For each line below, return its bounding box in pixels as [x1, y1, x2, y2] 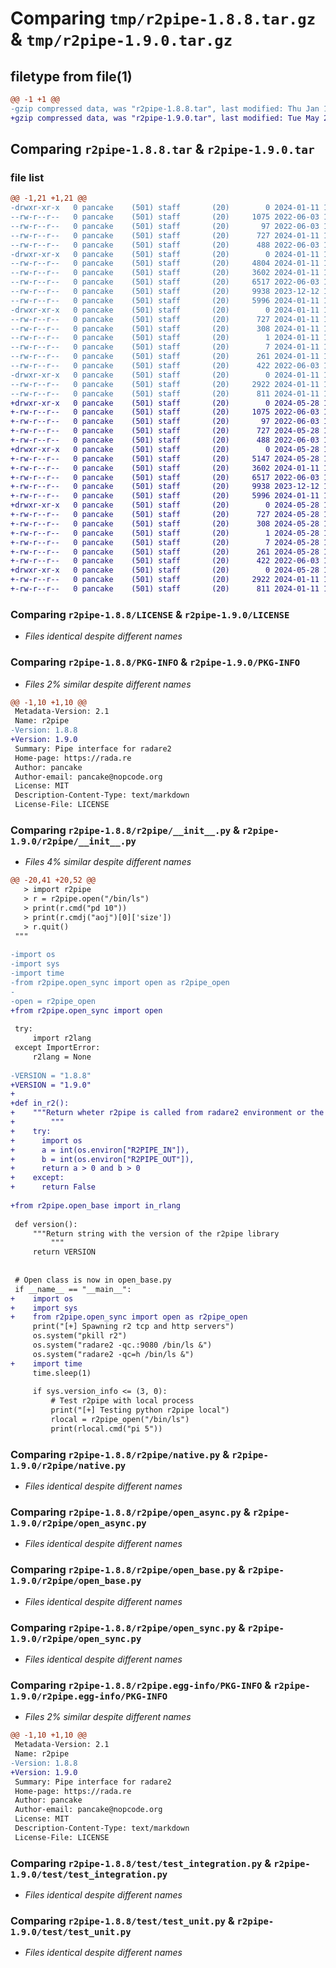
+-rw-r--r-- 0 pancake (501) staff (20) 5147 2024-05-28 [10, 453, 320, 464]
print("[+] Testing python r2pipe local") [50, 1405, 230, 1416]
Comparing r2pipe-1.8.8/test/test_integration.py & [10, 1856, 272, 1870]
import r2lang [32, 1033, 92, 1044]
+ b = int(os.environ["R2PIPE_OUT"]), [10, 1154, 195, 1164]
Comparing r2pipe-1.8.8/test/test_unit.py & [10, 1914, 235, 1928]
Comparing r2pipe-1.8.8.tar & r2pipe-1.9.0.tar [10, 141, 315, 158]
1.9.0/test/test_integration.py [10, 1868, 168, 1880]
